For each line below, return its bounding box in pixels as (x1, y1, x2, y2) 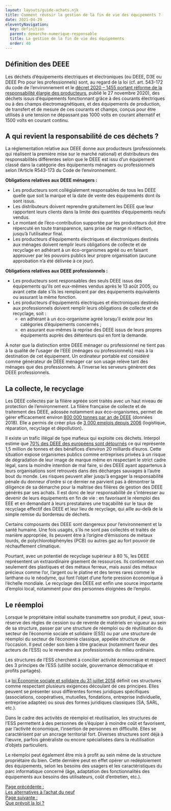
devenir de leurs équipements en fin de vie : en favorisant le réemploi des (5, 495, 160, 501)
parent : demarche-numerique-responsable (10, 31, 97, 36)
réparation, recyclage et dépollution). (5, 425, 83, 431)
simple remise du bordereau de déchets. (5, 511, 91, 518)
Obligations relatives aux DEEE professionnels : (5, 268, 108, 274)
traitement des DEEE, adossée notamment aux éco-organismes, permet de (5, 409, 163, 415)
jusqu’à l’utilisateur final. (12, 231, 64, 237)
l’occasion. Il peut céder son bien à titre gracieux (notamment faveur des (5, 641, 158, 647)
